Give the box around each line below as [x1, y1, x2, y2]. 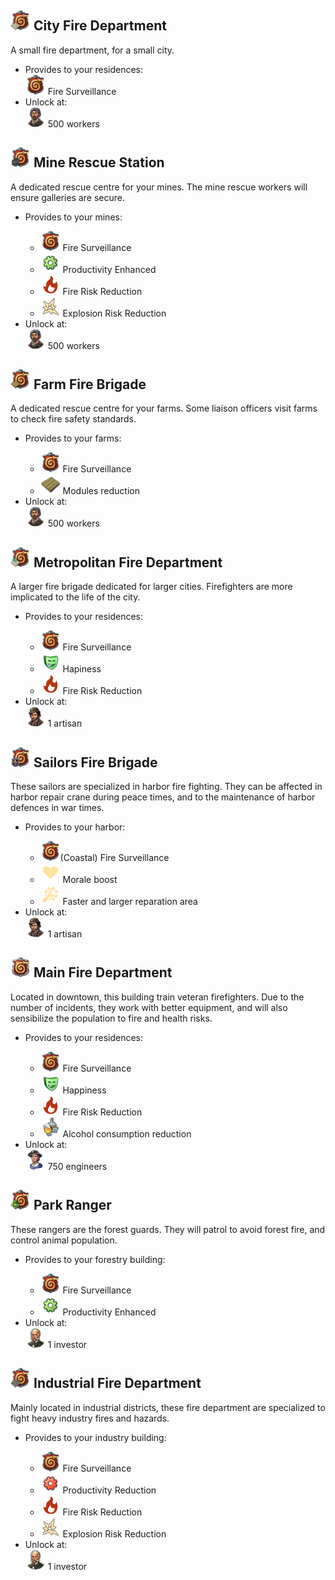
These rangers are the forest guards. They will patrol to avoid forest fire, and [10, 1223, 326, 1235]
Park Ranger [33, 1197, 112, 1214]
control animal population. [10, 1234, 118, 1246]
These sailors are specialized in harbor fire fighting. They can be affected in [10, 781, 323, 793]
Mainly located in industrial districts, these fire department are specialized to [10, 1401, 326, 1413]
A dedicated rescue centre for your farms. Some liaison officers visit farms [10, 402, 318, 415]
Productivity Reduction [62, 1484, 157, 1496]
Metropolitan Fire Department [33, 554, 223, 571]
